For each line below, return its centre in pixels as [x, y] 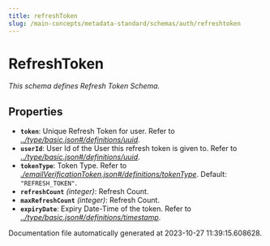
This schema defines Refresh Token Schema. [84, 86]
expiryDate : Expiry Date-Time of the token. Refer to [106, 209]
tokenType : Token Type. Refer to [73, 166]
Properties [36, 112]
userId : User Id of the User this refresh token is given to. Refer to [129, 149]
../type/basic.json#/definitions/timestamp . [90, 218]
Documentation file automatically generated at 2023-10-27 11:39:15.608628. [135, 233]
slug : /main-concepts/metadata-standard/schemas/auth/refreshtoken [125, 24]
